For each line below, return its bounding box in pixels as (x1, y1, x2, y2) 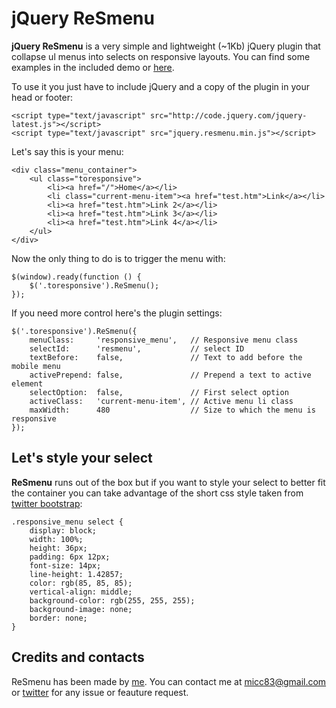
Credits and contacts (11, 649, 145, 666)
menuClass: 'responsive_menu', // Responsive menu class (29, 335, 299, 345)
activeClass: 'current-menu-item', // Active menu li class (29, 396, 294, 406)
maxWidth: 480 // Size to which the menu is (29, 405, 316, 415)
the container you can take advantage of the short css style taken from (11, 487, 304, 499)
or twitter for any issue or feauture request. (11, 686, 189, 698)
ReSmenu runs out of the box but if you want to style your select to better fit (11, 476, 326, 488)
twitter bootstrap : (11, 497, 83, 509)
